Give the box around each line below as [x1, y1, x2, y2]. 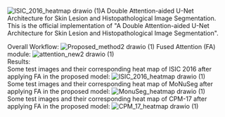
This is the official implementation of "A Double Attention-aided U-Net [7, 22, 210, 29]
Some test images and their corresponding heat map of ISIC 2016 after [7, 65, 212, 73]
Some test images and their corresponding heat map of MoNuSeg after [7, 80, 213, 88]
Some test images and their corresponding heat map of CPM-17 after [7, 95, 207, 103]
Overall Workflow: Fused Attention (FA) [7, 43, 216, 50]
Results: [7, 57, 31, 66]
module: [7, 50, 32, 58]
